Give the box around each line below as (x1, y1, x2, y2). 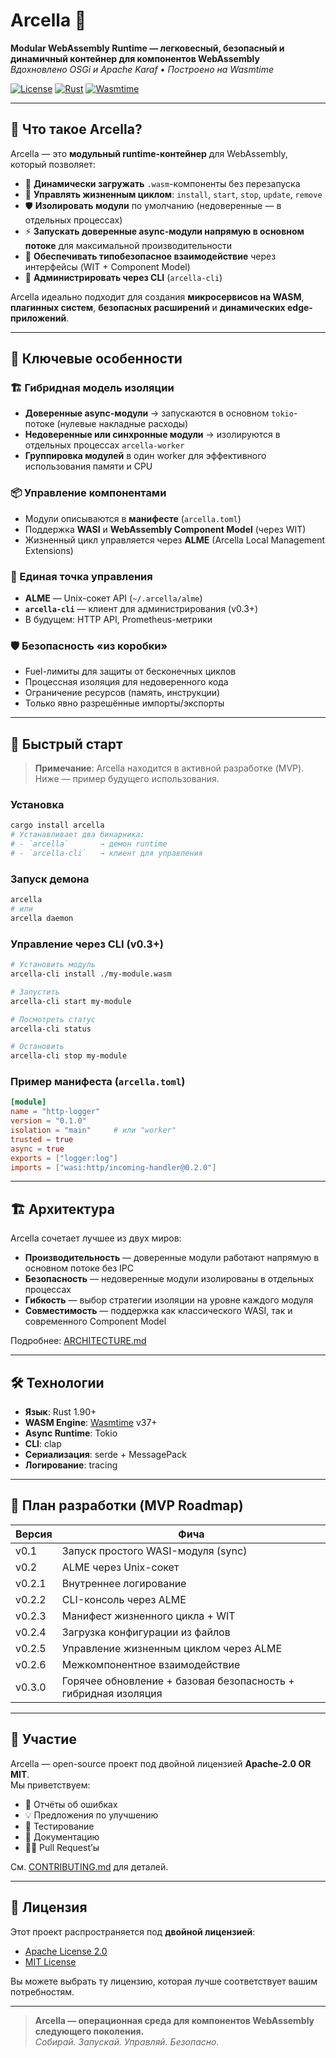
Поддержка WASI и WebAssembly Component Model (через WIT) (24, 523, 307, 535)
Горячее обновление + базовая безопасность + (61, 1674, 295, 1688)
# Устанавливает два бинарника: (10, 830, 145, 840)
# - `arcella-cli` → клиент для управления (10, 849, 203, 859)
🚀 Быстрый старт (10, 735, 123, 753)
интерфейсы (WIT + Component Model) (24, 260, 191, 273)
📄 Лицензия (10, 1899, 88, 1916)
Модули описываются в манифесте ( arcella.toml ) (24, 512, 242, 524)
